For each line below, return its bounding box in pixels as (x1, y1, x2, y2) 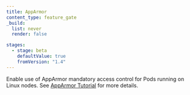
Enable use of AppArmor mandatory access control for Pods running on (6, 75, 185, 82)
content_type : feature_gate (6, 14, 77, 20)
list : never (11, 25, 42, 32)
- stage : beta (11, 47, 47, 54)
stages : (6, 42, 26, 48)
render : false (11, 31, 47, 37)
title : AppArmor (6, 8, 47, 15)
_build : (6, 20, 26, 26)
